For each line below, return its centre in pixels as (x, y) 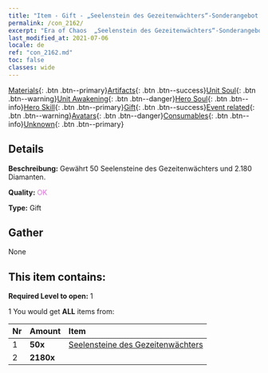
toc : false (26, 61)
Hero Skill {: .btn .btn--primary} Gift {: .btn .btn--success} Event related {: (139, 107)
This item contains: (57, 277)
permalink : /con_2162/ (46, 23)
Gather (26, 232)
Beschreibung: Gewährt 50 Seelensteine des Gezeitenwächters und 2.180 (130, 168)
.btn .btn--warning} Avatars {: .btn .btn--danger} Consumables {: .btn (118, 116)
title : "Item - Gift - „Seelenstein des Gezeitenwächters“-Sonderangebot (134, 16)
